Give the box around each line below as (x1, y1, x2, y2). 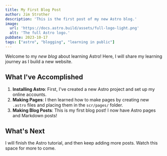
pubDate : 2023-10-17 (5, 35, 48, 40)
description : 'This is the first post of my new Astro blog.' (5, 16, 137, 21)
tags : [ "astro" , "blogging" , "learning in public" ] (5, 40, 115, 45)
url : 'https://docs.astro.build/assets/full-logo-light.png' (9, 26, 140, 31)
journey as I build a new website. (5, 58, 73, 65)
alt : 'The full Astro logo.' (9, 30, 70, 35)
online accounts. (12, 91, 47, 97)
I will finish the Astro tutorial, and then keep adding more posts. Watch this (5, 140, 158, 146)
